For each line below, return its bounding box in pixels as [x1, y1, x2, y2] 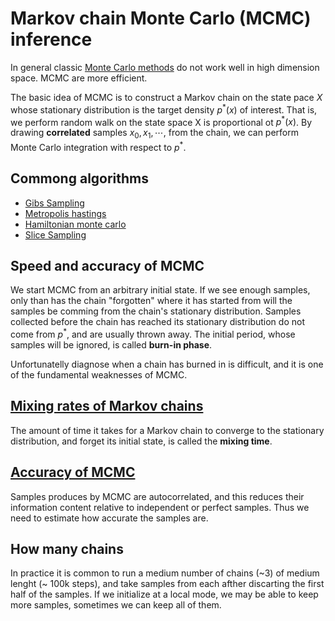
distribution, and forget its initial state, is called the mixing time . [10, 435, 273, 447]
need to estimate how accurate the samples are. [10, 512, 209, 524]
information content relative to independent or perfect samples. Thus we [10, 501, 310, 513]
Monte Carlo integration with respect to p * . [10, 140, 187, 153]
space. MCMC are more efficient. [10, 72, 148, 84]
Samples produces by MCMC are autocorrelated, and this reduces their [10, 490, 305, 502]
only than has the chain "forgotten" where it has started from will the [10, 295, 293, 307]
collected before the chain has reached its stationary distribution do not [10, 316, 305, 328]
